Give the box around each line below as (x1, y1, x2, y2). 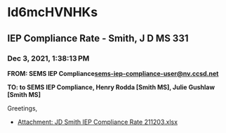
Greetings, (7, 103, 38, 113)
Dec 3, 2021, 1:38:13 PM (7, 53, 90, 63)
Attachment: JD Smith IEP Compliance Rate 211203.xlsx (17, 118, 178, 126)
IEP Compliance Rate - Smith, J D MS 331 (7, 32, 189, 44)
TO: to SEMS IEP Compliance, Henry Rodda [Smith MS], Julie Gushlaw (7, 82, 215, 91)
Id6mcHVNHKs (7, 4, 98, 20)
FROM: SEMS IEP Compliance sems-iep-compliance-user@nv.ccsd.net (7, 69, 219, 77)
